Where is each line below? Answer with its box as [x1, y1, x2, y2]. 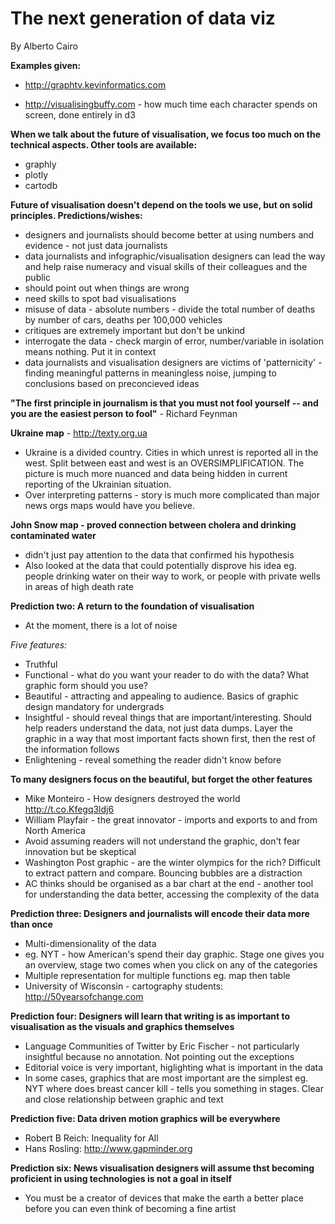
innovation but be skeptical [24, 845, 137, 857]
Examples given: [10, 59, 82, 71]
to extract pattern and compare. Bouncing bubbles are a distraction [24, 867, 303, 879]
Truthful [24, 658, 58, 670]
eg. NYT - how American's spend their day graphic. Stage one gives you [24, 948, 325, 960]
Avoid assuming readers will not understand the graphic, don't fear [24, 835, 301, 847]
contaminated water [10, 529, 97, 541]
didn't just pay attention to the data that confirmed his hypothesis [24, 548, 295, 561]
